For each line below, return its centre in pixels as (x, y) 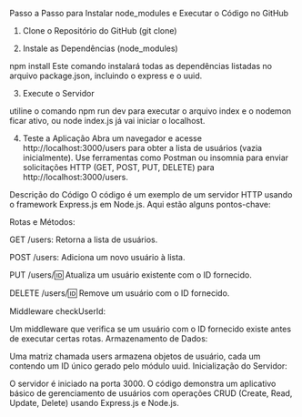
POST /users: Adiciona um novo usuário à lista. (97, 257)
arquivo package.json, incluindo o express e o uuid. (106, 76)
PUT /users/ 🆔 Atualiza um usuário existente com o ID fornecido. (131, 275)
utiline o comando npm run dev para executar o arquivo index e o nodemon (151, 111)
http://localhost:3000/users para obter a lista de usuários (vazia (142, 148)
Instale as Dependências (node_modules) (101, 48)
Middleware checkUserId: (58, 311)
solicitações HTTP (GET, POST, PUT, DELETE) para (119, 167)
